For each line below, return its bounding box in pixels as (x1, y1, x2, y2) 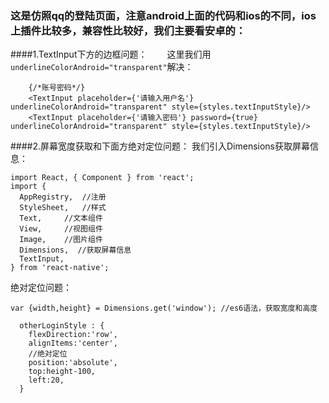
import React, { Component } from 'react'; (10, 173, 195, 183)
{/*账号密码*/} (28, 83, 86, 93)
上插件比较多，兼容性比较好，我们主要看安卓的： (10, 23, 247, 37)
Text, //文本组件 (19, 213, 103, 224)
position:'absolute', (28, 358, 118, 368)
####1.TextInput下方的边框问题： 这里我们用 (10, 48, 212, 61)
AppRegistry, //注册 (19, 192, 107, 202)
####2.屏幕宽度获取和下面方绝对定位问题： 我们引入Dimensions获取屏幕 (10, 140, 310, 152)
